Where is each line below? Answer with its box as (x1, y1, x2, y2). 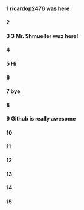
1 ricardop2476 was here (6, 5, 70, 12)
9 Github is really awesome (6, 115, 76, 122)
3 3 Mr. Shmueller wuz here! (6, 32, 79, 39)
